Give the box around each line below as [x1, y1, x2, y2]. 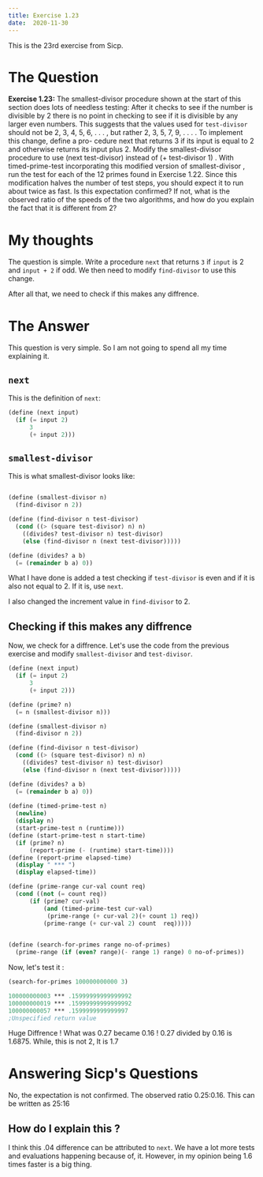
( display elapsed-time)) [15, 868, 97, 877]
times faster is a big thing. [8, 1160, 92, 1169]
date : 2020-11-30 [8, 19, 69, 27]
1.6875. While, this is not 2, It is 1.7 [8, 1036, 120, 1047]
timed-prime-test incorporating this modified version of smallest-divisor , [8, 161, 246, 171]
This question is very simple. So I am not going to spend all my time [8, 343, 227, 352]
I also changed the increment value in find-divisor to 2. [8, 597, 191, 607]
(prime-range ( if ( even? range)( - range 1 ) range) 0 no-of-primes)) [15, 949, 245, 957]
